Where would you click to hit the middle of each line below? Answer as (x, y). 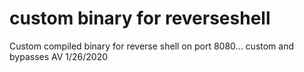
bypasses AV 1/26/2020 (59, 56)
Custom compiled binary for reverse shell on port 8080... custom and (152, 46)
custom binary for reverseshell (140, 18)
